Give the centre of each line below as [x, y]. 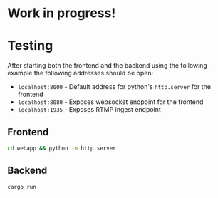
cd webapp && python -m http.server [62, 148]
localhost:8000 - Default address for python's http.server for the [114, 87]
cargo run [22, 187]
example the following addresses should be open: [81, 73]
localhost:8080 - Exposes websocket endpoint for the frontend [110, 102]
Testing [30, 46]
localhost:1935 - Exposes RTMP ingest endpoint [89, 110]
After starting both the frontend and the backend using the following [108, 66]
